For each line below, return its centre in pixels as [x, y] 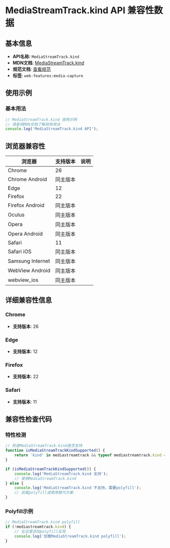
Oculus [16, 215]
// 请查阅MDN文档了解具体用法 [33, 124]
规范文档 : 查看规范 [32, 69]
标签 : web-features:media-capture [48, 76]
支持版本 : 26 [26, 326]
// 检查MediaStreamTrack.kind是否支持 [44, 446]
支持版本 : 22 [26, 377]
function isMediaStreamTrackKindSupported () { [55, 451]
